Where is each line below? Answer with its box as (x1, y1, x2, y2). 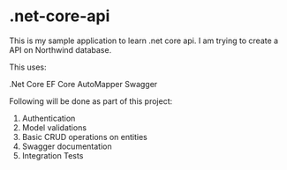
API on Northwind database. (9, 44, 112, 55)
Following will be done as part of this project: (9, 95, 173, 107)
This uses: (9, 62, 47, 72)
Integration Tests (21, 150, 84, 160)
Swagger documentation (21, 141, 112, 152)
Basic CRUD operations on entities (21, 131, 147, 142)
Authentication (21, 113, 76, 123)
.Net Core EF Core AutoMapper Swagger (9, 78, 158, 89)
